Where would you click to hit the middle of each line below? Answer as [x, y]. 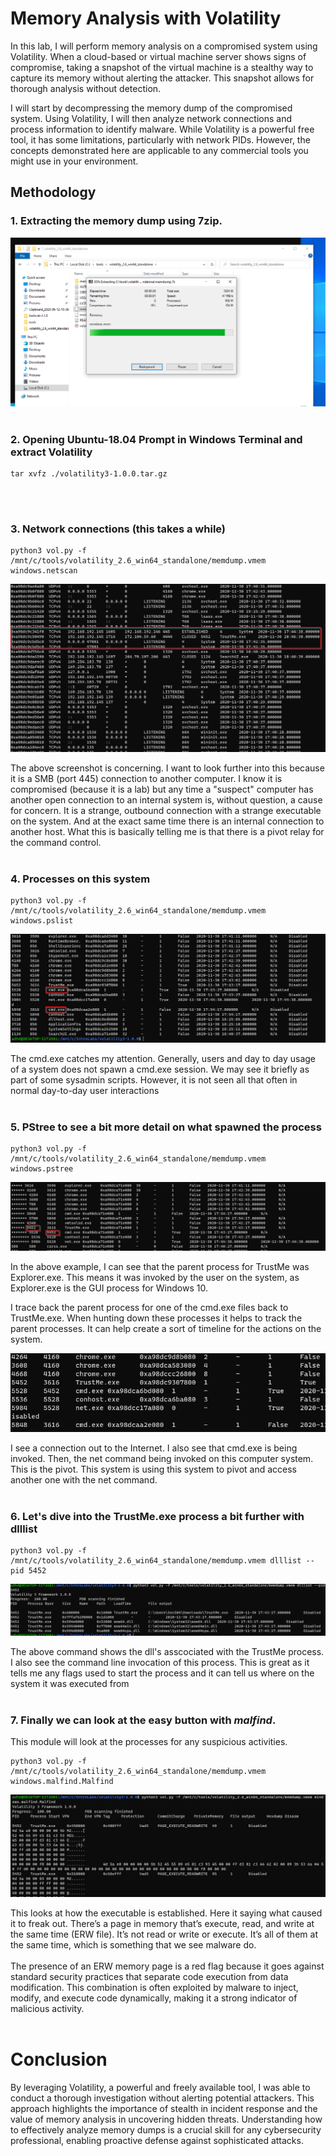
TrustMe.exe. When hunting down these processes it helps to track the [156, 1318]
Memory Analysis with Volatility [146, 18]
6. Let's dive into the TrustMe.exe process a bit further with [157, 1516]
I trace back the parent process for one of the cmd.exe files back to [149, 1308]
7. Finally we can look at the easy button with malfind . [143, 1720]
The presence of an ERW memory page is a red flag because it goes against [167, 1966]
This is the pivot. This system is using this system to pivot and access [153, 1469]
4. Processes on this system [80, 879]
